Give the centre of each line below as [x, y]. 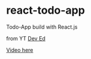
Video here [20, 50]
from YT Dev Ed [26, 38]
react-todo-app [45, 10]
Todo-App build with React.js [42, 27]
